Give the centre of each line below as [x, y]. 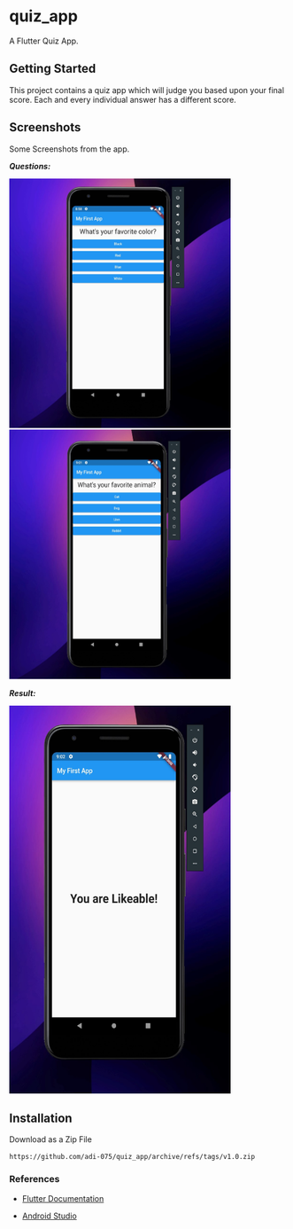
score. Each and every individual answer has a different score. [123, 99]
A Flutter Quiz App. [44, 41]
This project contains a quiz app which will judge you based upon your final [147, 90]
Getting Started [53, 69]
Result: [23, 693]
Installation [41, 1118]
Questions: [30, 166]
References [35, 1179]
